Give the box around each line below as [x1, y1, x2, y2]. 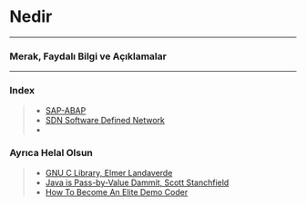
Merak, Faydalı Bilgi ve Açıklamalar [9, 50, 167, 63]
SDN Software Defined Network [45, 114, 166, 125]
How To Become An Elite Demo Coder [45, 186, 189, 197]
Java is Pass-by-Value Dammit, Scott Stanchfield [45, 177, 229, 188]
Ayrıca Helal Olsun [9, 147, 94, 160]
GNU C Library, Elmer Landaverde [45, 167, 173, 178]
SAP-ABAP [45, 104, 87, 115]
